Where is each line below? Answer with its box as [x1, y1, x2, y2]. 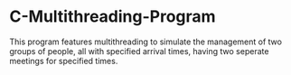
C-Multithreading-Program [9, 6, 216, 27]
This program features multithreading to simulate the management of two [9, 36, 283, 47]
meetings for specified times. [9, 55, 118, 66]
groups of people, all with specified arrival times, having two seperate [9, 45, 269, 56]
